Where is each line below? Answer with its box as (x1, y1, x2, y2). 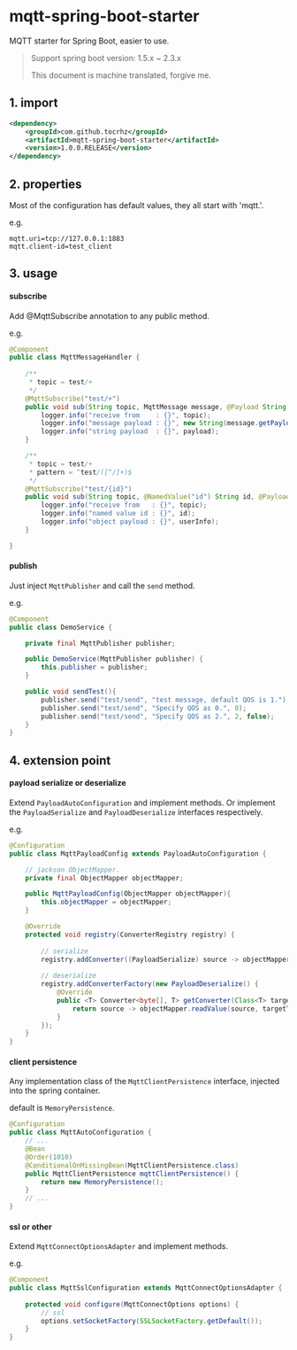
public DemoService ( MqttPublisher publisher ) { (25, 655, 203, 663)
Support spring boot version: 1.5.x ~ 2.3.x (30, 52, 181, 63)
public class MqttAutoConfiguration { (9, 1128, 152, 1137)
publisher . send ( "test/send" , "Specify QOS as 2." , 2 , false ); (41, 711, 275, 721)
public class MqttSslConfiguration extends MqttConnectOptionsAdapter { (9, 1284, 283, 1292)
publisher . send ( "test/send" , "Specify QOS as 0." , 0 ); (41, 703, 247, 712)
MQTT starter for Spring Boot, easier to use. (9, 35, 170, 46)
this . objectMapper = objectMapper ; (41, 897, 172, 907)
